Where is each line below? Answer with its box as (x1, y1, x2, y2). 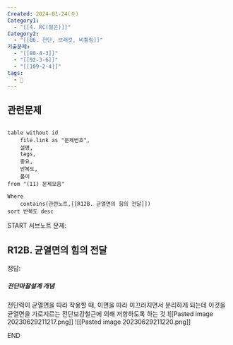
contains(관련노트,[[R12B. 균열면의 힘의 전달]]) (20, 201, 151, 208)
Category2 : (7, 30, 40, 37)
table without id (7, 129, 59, 136)
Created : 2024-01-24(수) (7, 10, 79, 18)
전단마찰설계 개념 (7, 281, 55, 290)
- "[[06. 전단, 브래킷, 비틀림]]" (13, 37, 104, 44)
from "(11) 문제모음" (7, 181, 65, 188)
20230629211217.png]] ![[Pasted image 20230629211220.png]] (7, 317, 191, 326)
